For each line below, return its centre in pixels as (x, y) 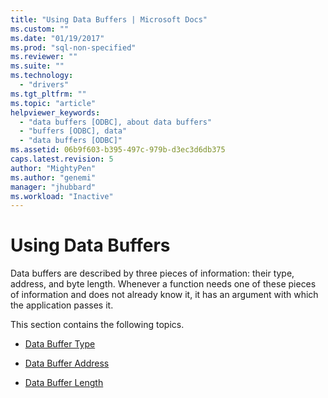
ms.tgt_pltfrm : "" (48, 94)
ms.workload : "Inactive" (62, 196)
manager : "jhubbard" (53, 187)
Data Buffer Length (64, 383)
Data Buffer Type (60, 344)
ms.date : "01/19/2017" (57, 38)
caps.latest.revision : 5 (62, 159)
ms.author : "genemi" (53, 177)
